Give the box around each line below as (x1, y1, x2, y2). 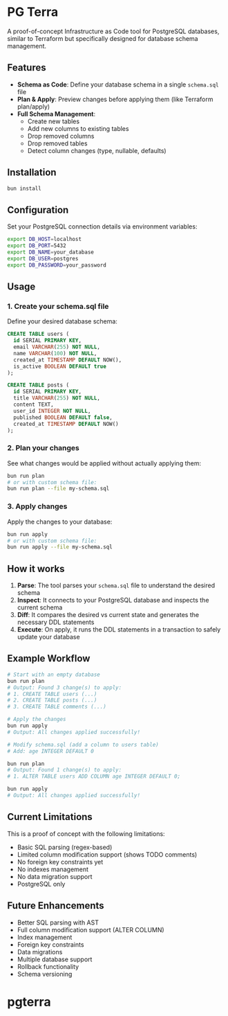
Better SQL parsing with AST (17, 918, 99, 927)
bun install (7, 185, 41, 192)
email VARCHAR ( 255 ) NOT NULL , (13, 344, 100, 350)
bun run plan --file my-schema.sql (7, 485, 110, 492)
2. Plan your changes (7, 443, 79, 453)
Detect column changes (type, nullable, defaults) (27, 146, 167, 154)
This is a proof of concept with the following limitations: (7, 829, 165, 838)
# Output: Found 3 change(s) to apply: (7, 684, 122, 691)
